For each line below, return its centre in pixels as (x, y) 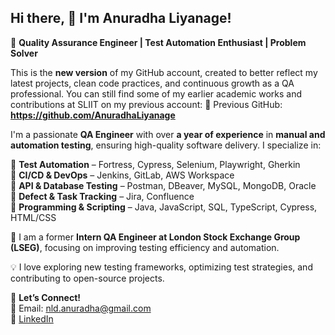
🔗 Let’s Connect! (46, 297)
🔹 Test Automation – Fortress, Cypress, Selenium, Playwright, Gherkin (155, 164)
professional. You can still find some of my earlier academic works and (156, 93)
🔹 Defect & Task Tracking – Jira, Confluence (102, 196)
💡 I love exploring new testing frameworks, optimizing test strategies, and (161, 267)
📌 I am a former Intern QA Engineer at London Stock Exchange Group (155, 237)
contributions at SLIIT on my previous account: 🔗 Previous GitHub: (146, 104)
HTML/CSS (33, 217)
